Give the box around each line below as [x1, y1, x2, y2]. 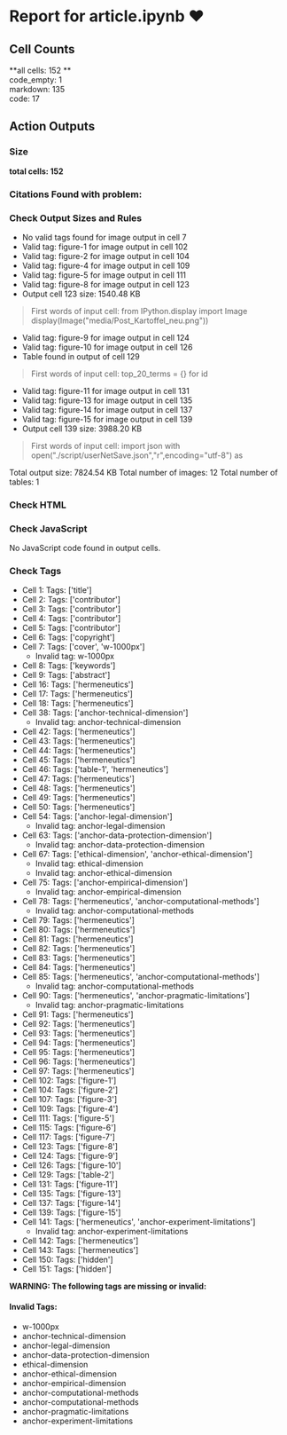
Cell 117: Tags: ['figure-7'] [21, 1131, 115, 1142]
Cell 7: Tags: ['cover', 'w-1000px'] [21, 642, 145, 652]
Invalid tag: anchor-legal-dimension [35, 821, 166, 832]
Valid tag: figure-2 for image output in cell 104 [21, 250, 190, 261]
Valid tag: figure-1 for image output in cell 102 [21, 241, 189, 252]
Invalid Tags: [9, 1302, 58, 1313]
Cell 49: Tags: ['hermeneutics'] [21, 792, 136, 803]
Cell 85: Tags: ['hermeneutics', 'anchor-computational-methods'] [21, 972, 260, 982]
